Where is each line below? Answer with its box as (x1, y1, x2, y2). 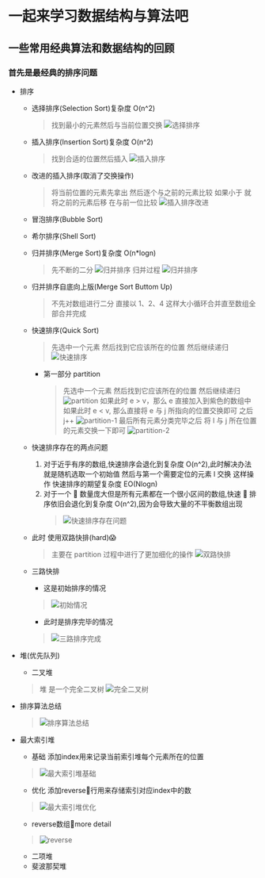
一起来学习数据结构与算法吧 (8, 7, 189, 25)
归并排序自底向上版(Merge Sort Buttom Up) (31, 282, 172, 291)
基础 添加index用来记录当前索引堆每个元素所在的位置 (31, 751, 204, 761)
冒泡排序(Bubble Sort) (31, 214, 104, 224)
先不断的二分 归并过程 (51, 265, 161, 274)
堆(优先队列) (19, 650, 61, 660)
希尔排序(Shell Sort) (31, 231, 97, 240)
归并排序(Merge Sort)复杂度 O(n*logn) (31, 247, 157, 258)
